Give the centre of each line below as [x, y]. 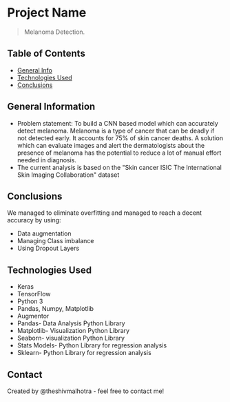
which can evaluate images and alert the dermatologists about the [111, 145]
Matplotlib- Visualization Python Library [73, 331]
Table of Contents [46, 54]
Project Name [47, 13]
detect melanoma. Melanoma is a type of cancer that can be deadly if [116, 131]
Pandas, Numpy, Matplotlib [55, 309]
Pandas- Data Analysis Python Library [71, 323]
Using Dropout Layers [48, 248]
